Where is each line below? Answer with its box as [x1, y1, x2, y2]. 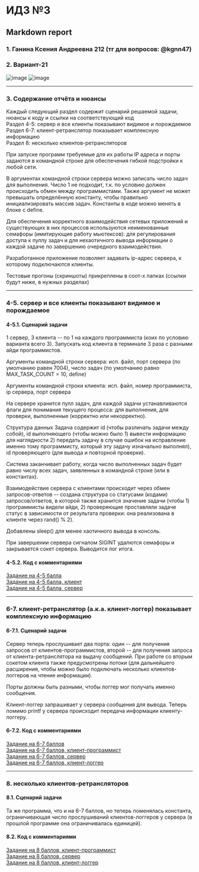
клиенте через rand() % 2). [6, 516, 74, 523]
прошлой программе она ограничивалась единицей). [6, 819, 142, 826]
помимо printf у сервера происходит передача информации [6, 707, 159, 714]
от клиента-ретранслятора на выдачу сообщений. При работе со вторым [6, 652, 192, 660]
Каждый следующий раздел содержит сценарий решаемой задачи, [6, 108, 179, 115]
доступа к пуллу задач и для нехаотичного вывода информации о [6, 237, 173, 244]
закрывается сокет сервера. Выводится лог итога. [6, 545, 134, 552]
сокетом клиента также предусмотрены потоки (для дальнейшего [6, 659, 175, 666]
